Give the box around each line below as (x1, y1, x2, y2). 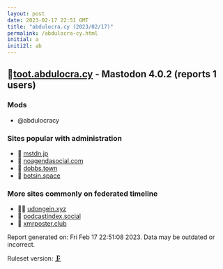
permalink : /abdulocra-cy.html (7, 29, 98, 37)
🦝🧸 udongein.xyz (17, 205, 67, 213)
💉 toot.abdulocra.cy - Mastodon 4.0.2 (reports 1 (7, 68, 217, 80)
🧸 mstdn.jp (17, 149, 49, 157)
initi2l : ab (7, 43, 42, 49)
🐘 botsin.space (17, 171, 61, 180)
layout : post (7, 10, 45, 17)
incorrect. (7, 240, 36, 249)
